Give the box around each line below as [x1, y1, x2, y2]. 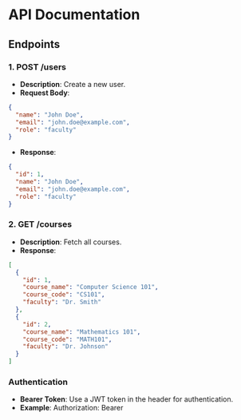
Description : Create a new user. [19, 79, 126, 89]
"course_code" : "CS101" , [22, 291, 105, 299]
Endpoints [8, 38, 61, 51]
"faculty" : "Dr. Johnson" [22, 343, 109, 351]
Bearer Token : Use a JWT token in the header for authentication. [19, 394, 234, 404]
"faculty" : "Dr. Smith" [22, 298, 102, 307]
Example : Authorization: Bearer [19, 403, 124, 413]
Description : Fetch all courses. [19, 237, 122, 247]
